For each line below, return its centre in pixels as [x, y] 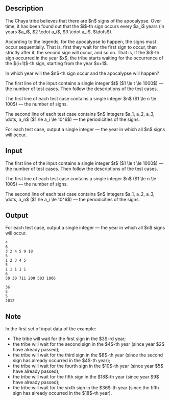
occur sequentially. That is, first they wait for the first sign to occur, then [81, 47]
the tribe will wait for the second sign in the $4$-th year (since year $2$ [89, 344]
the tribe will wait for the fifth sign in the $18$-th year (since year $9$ [86, 377]
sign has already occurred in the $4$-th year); [62, 361]
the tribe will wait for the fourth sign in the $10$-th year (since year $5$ [88, 366]
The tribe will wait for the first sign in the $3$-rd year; [69, 339]
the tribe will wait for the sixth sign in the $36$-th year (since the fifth [86, 388]
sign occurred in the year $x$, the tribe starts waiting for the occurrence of [84, 58]
